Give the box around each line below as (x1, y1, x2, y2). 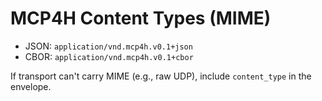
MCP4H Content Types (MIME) (10, 7, 272, 30)
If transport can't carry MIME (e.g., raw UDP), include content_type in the (10, 70, 312, 82)
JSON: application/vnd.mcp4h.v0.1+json (24, 40, 193, 52)
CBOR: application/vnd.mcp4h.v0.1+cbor (24, 50, 194, 62)
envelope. (10, 80, 52, 92)
